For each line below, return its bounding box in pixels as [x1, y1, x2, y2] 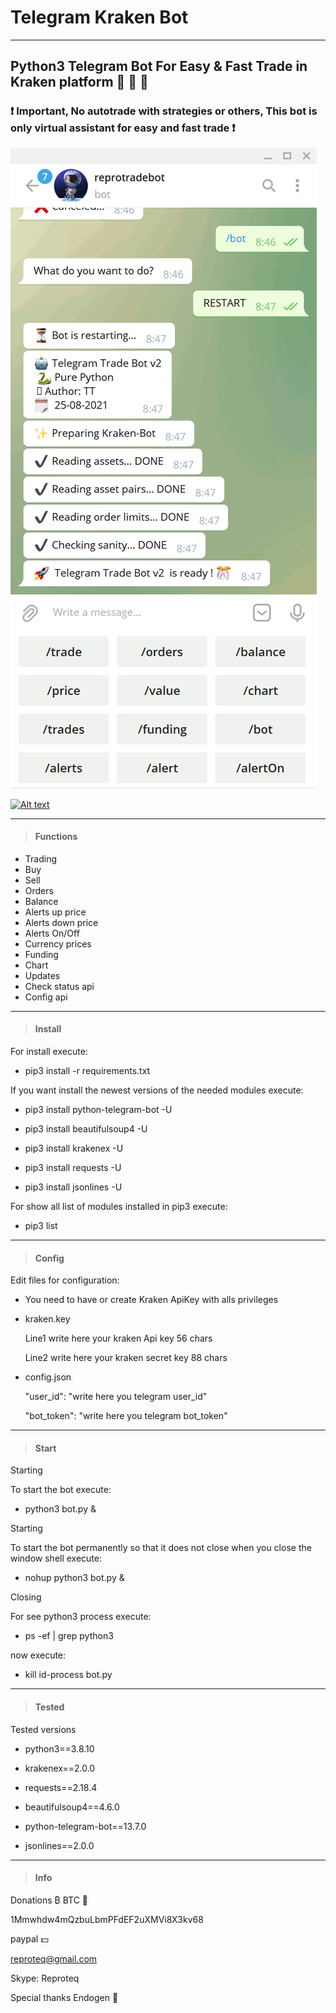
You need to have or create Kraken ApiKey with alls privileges [24, 1294, 279, 1306]
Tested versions [10, 1723, 77, 1735]
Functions [34, 831, 78, 843]
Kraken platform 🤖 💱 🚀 [10, 74, 149, 91]
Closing [10, 1591, 42, 1603]
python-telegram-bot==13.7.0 [24, 1820, 147, 1832]
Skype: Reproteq [10, 1972, 80, 1984]
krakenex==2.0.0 [24, 1762, 96, 1774]
